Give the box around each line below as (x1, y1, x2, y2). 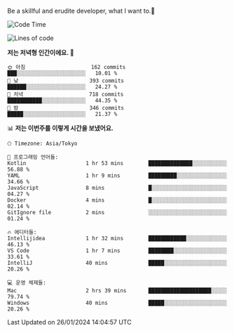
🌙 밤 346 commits (7, 105, 125, 112)
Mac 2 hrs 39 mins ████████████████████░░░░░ (7, 287, 228, 294)
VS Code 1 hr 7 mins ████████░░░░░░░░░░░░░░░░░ (7, 247, 228, 254)
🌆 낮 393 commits (7, 77, 125, 84)
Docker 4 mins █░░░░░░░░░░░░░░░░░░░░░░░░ (7, 197, 228, 204)
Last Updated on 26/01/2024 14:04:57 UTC (7, 318, 132, 326)
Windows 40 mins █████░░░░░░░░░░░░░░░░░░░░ (7, 299, 228, 306)
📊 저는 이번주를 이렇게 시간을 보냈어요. (7, 124, 114, 132)
